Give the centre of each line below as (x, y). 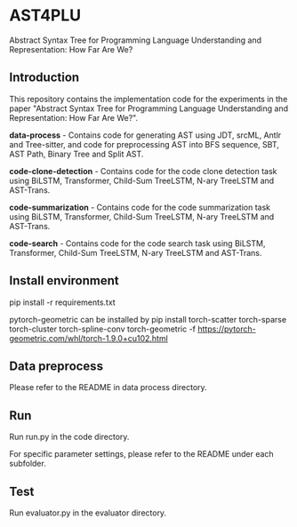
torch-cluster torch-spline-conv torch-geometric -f (103, 329)
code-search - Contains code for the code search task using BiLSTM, (137, 243)
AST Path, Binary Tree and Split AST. (76, 154)
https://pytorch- (226, 329)
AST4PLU (45, 16)
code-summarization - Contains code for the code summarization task (140, 207)
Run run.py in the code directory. (69, 437)
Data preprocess (56, 366)
